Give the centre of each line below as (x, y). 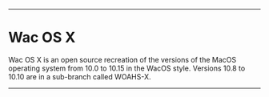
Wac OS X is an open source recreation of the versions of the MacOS (122, 59)
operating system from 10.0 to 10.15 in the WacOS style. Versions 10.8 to (127, 68)
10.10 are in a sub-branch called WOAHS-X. (80, 76)
